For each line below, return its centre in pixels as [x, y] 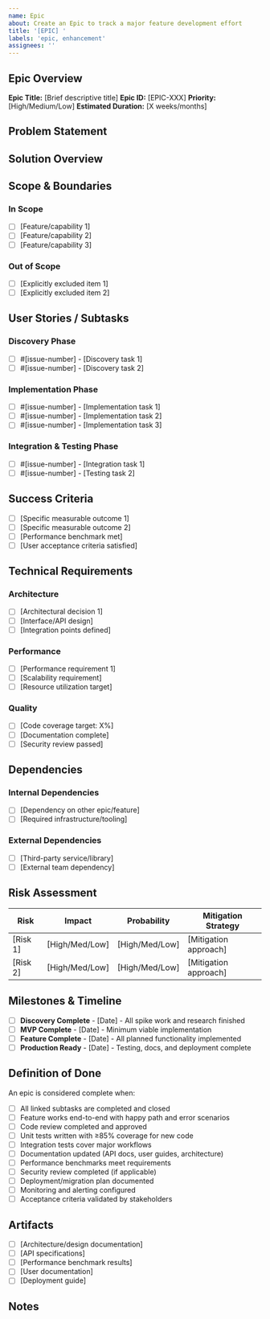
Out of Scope [35, 266]
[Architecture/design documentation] [81, 1244]
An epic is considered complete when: [72, 1093]
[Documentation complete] [64, 735]
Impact [78, 920]
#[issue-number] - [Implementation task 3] [91, 425]
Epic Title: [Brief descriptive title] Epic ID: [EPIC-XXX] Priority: [112, 97]
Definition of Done [55, 1073]
